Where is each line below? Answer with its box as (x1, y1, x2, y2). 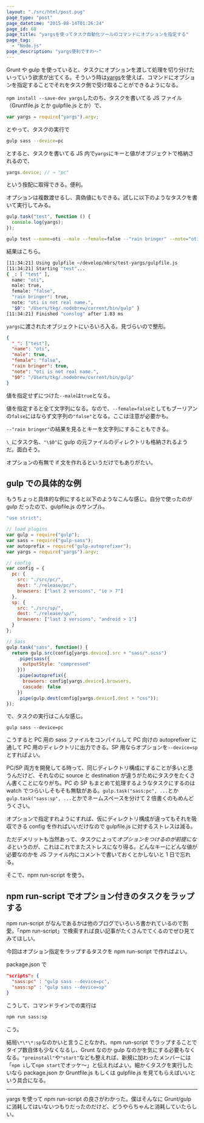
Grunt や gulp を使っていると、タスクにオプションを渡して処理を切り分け (6, 66, 189, 73)
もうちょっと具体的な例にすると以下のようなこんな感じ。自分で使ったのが (6, 495, 192, 502)
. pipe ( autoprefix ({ (17, 673, 67, 679)
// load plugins (6, 526, 47, 532)
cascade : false (22, 684, 61, 690)
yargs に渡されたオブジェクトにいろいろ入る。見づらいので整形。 (6, 322, 169, 330)
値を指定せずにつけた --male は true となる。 (6, 392, 114, 399)
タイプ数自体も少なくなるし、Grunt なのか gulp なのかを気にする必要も (6, 1046, 185, 1053)
